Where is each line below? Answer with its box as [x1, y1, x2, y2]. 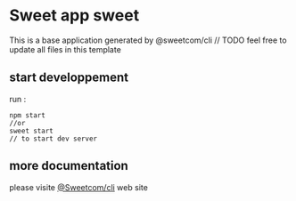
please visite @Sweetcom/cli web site [9, 181, 149, 192]
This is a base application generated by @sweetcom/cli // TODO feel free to [9, 35, 287, 45]
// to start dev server [9, 134, 98, 143]
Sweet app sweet [9, 5, 140, 26]
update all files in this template [9, 44, 122, 54]
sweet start [9, 126, 53, 135]
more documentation [9, 158, 129, 173]
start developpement [9, 70, 129, 85]
